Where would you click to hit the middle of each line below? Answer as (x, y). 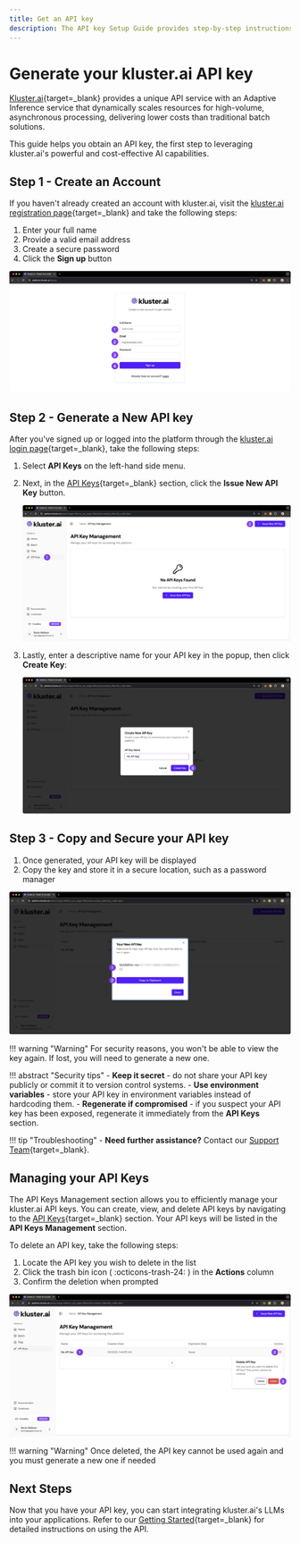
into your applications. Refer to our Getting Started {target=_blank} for (137, 1520)
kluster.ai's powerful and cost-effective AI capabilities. (109, 154)
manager (39, 879)
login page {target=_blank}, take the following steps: (104, 449)
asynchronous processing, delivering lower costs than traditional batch (140, 117)
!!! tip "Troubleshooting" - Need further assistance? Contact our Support (144, 1141)
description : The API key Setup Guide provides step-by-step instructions (151, 28)
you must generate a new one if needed (83, 1461)
